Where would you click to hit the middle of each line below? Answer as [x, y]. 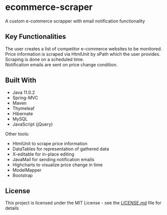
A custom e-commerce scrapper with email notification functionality [75, 21]
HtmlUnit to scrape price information [50, 143]
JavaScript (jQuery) [33, 124]
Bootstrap [22, 175]
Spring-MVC [25, 98]
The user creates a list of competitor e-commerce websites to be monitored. [83, 48]
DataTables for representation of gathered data [61, 149]
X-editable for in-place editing [43, 154]
